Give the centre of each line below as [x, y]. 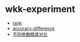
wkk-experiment [40, 9]
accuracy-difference [33, 28]
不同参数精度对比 [30, 34]
